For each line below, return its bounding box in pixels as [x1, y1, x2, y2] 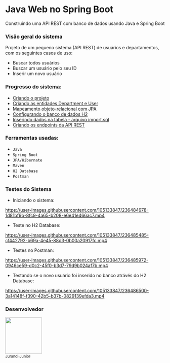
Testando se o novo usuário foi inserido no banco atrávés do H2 [12, 273, 147, 279]
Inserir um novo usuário [12, 71, 62, 77]
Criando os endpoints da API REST [12, 122, 85, 128]
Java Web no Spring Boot [5, 4, 114, 15]
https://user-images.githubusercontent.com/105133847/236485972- [5, 257, 149, 263]
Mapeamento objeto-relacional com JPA [12, 106, 97, 112]
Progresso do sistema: [5, 83, 62, 90]
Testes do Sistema [5, 185, 52, 192]
